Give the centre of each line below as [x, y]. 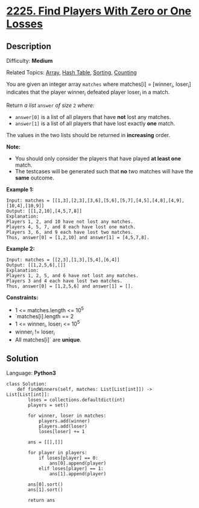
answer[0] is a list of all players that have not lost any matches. [93, 117]
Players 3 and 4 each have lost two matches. [64, 281]
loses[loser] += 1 [62, 432]
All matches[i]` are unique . [48, 339]
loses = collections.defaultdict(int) [77, 400]
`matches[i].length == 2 [44, 317]
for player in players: [58, 453]
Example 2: [21, 248]
